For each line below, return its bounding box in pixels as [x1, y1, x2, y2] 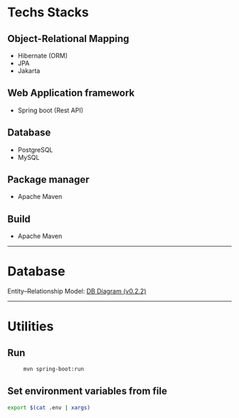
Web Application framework [7, 87, 135, 100]
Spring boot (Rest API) [17, 106, 84, 114]
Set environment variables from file [7, 385, 167, 397]
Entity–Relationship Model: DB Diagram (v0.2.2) [7, 287, 147, 296]
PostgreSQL [17, 145, 53, 154]
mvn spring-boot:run [23, 365, 84, 373]
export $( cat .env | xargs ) [7, 404, 91, 411]
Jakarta [17, 67, 41, 75]
